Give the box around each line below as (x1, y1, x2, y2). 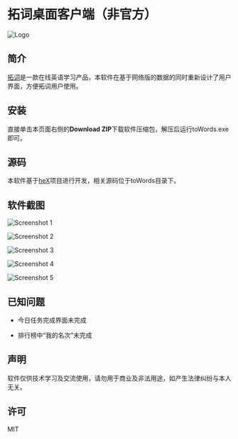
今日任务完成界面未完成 (17, 316, 87, 324)
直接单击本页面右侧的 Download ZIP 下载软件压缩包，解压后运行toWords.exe (7, 125, 229, 133)
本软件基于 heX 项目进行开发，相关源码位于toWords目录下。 (7, 177, 180, 185)
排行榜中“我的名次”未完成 (17, 331, 92, 339)
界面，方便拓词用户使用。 (7, 82, 82, 90)
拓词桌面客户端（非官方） (7, 6, 158, 23)
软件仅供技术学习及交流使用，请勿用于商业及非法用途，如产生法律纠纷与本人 (7, 374, 232, 382)
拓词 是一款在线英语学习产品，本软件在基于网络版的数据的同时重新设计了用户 (7, 72, 232, 82)
